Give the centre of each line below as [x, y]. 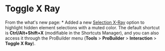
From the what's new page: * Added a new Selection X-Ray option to [75, 22]
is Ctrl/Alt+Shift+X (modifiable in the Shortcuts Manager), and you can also [82, 33]
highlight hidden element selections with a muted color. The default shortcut [82, 27]
